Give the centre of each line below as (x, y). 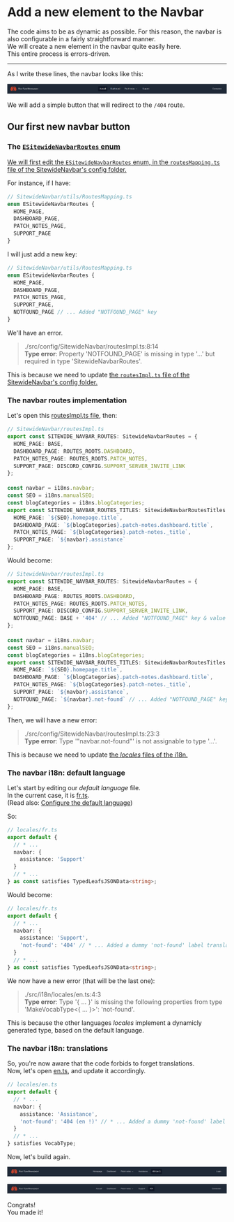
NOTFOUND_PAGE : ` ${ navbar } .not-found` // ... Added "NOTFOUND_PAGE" (115, 699)
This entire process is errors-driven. (59, 54)
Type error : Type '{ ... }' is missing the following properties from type (123, 1002)
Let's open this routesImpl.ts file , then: (62, 416)
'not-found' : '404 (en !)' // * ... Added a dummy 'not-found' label (123, 1121)
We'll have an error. (35, 333)
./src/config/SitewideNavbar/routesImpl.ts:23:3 (92, 734)
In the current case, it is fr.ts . (48, 795)
